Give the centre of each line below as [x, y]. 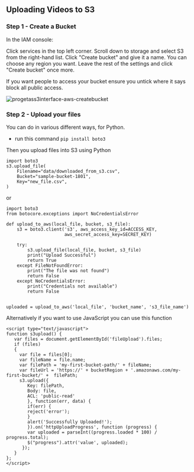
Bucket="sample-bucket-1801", [54, 176]
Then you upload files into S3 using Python [59, 150]
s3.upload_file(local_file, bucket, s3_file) [85, 250]
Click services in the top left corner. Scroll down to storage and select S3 [95, 51]
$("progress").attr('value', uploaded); [78, 442]
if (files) [28, 344]
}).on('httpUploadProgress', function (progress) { [93, 427]
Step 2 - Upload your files [43, 114]
